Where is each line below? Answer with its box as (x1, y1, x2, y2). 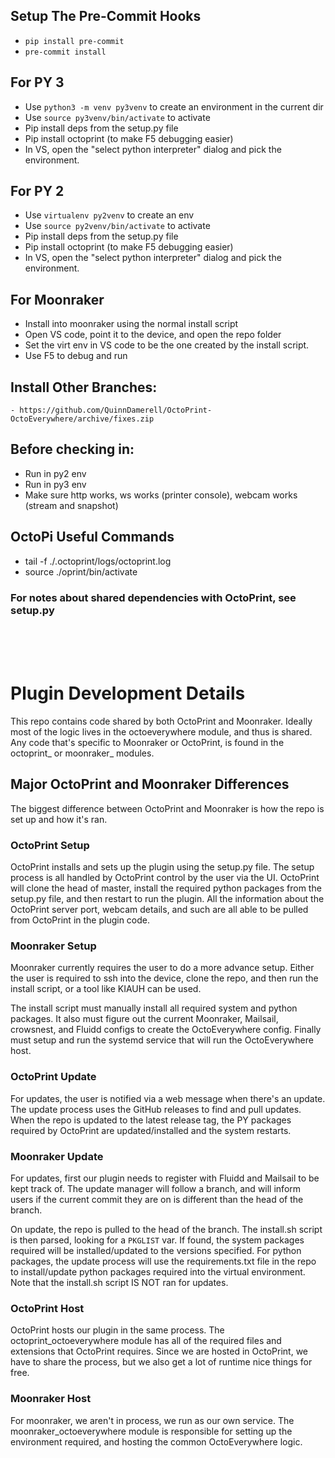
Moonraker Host (10, 1392, 92, 1406)
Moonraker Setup (10, 939, 97, 953)
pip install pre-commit (24, 36, 125, 46)
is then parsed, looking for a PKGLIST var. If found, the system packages (10, 1234, 305, 1246)
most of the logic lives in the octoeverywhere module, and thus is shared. (10, 725, 313, 738)
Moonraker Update (10, 1149, 104, 1163)
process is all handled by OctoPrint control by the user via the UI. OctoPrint (10, 872, 320, 884)
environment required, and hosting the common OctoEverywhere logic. (10, 1435, 303, 1448)
